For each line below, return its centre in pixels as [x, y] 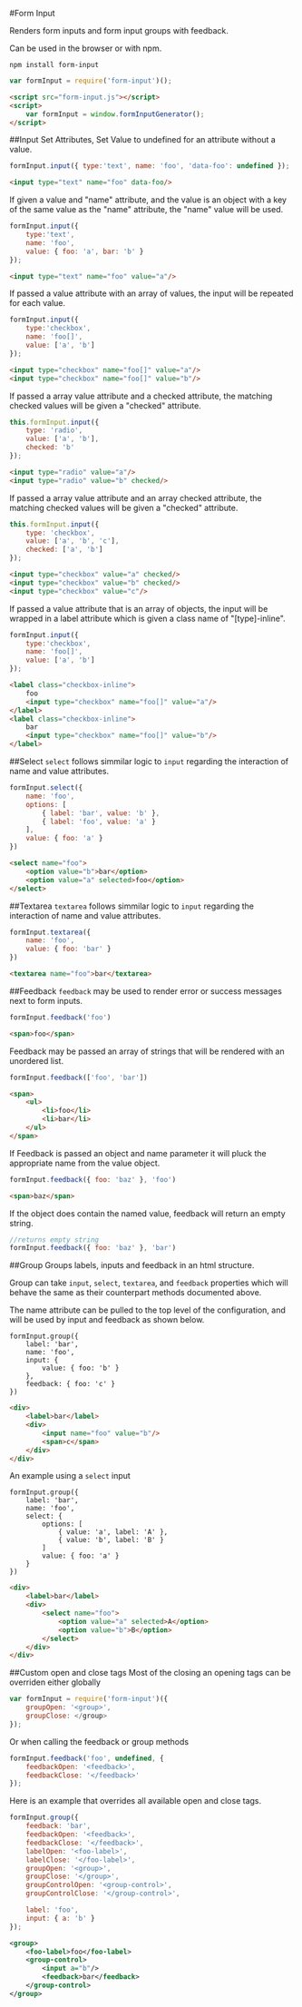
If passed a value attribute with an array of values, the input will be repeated [151, 293]
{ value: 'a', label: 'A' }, [113, 1532]
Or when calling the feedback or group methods [99, 1741]
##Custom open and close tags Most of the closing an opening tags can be [151, 1673]
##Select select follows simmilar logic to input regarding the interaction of [149, 761]
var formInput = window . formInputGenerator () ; [115, 114]
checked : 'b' [50, 448]
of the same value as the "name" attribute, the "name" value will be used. [146, 210]
